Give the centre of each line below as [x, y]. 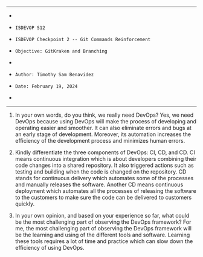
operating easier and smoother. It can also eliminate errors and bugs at [103, 128]
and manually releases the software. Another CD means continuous [99, 184]
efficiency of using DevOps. [50, 248]
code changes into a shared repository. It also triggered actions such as [105, 165]
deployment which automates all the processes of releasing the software [105, 191]
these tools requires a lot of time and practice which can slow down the [104, 241]
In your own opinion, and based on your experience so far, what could [102, 216]
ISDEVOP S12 [30, 28]
